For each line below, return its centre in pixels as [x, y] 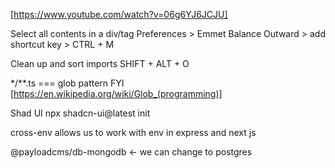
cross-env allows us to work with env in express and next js [133, 132]
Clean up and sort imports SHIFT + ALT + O [100, 63]
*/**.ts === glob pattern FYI [67, 83]
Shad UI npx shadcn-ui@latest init [80, 113]
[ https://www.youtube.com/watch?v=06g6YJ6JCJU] [119, 14]
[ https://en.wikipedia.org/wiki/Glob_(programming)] [116, 93]
